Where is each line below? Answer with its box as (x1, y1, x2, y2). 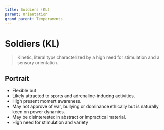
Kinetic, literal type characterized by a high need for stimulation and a (17, 54, 160, 60)
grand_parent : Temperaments (5, 16, 63, 21)
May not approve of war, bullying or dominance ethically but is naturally (12, 103, 159, 110)
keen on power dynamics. (12, 109, 65, 115)
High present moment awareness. (12, 98, 82, 104)
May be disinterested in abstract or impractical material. (12, 114, 126, 120)
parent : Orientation (5, 12, 48, 17)
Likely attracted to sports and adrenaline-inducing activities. (12, 93, 135, 99)
